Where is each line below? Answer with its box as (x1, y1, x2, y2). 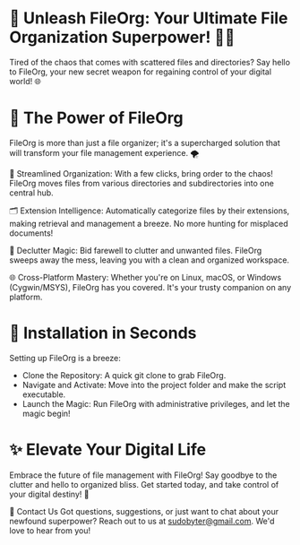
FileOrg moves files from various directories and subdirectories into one (9, 177, 275, 188)
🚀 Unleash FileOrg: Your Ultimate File (9, 8, 288, 29)
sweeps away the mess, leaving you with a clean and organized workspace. (9, 255, 289, 265)
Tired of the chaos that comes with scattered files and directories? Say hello (9, 56, 291, 67)
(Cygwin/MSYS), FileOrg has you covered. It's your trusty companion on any (9, 281, 292, 292)
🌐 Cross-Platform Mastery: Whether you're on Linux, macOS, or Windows (9, 272, 282, 282)
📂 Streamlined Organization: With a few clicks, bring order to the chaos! (9, 168, 273, 178)
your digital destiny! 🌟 (9, 489, 90, 499)
